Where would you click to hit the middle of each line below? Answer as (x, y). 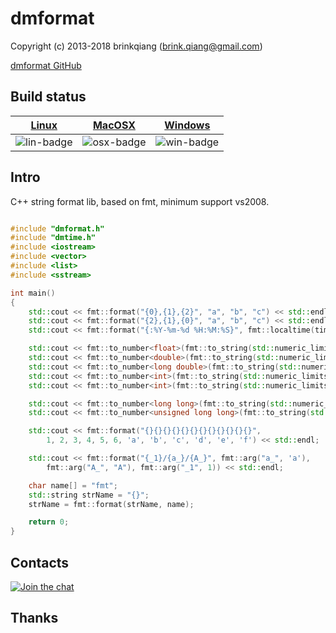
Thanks (34, 618)
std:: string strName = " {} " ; (89, 495)
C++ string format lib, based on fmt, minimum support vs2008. (140, 201)
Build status (48, 97)
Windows (187, 125)
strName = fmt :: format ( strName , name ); (111, 504)
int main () (33, 293)
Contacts (40, 562)
